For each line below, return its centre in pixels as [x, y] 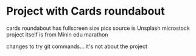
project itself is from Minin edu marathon [57, 34]
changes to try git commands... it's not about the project [77, 46]
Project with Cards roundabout [86, 11]
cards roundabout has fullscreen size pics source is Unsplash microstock [98, 28]
